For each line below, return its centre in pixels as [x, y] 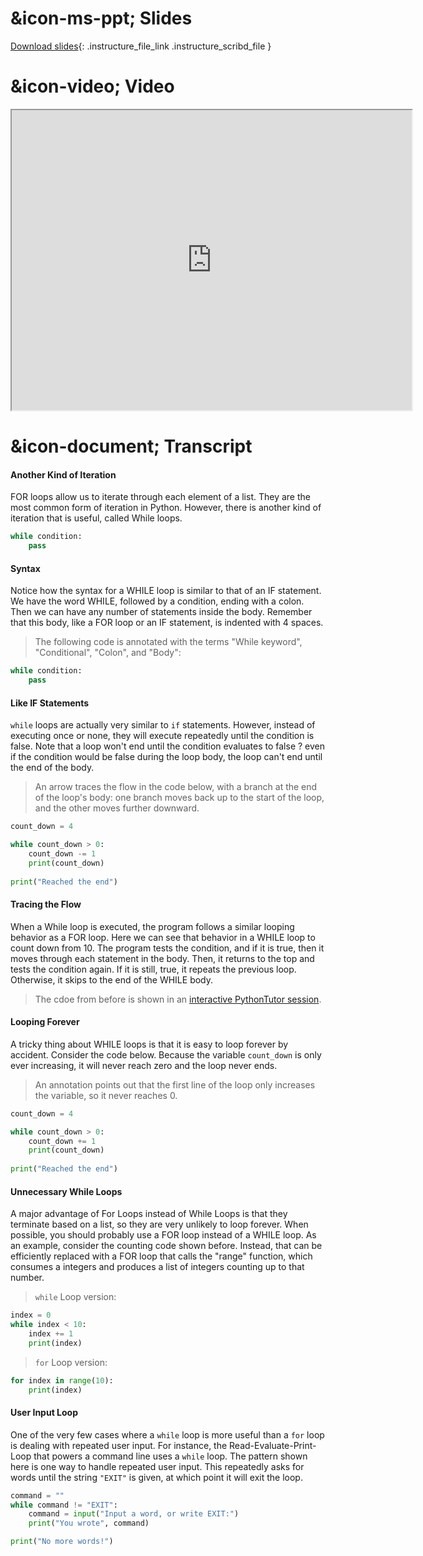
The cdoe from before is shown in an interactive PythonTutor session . [178, 999]
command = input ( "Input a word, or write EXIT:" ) [134, 1514]
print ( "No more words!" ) [62, 1542]
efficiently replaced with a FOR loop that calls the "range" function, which [161, 1256]
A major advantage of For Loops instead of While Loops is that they [149, 1214]
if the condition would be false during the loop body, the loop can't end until [166, 757]
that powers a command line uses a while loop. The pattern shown [170, 1456]
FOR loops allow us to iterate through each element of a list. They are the [160, 497]
